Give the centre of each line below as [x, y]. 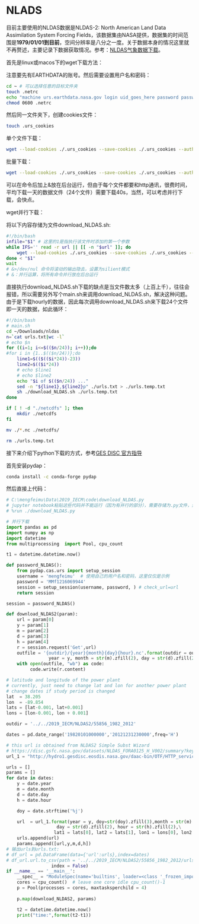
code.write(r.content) [58, 669]
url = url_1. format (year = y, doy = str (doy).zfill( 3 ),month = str [100, 822]
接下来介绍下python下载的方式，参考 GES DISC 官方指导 [74, 453]
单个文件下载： [24, 138]
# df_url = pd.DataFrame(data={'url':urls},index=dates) [78, 855]
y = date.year [34, 784]
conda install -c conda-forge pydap [51, 477]
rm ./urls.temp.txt [30, 441]
